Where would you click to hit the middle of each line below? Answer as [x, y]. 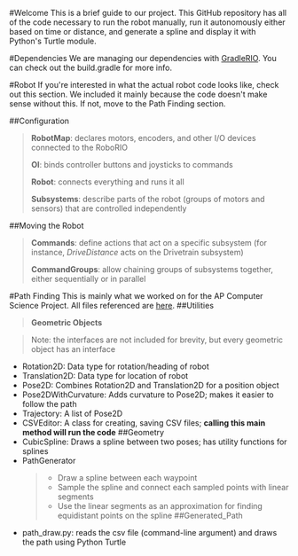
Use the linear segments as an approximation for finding [160, 506]
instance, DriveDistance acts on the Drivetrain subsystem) [137, 252]
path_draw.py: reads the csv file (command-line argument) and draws [149, 533]
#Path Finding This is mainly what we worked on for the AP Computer [136, 296]
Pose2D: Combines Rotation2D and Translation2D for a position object [150, 385]
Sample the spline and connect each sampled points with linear [173, 487]
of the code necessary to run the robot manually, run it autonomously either [147, 22]
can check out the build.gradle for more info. [91, 67]
